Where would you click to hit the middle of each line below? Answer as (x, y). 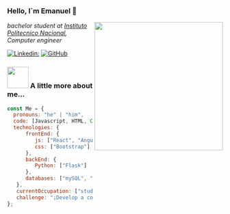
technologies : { (36, 128)
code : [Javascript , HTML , (50, 121)
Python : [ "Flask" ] (61, 166)
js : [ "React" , (55, 140)
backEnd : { (41, 159)
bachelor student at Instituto (47, 26)
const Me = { (26, 109)
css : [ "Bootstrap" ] (62, 146)
